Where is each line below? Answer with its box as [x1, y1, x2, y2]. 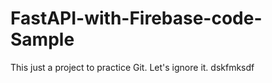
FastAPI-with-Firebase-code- [10, 7, 263, 30]
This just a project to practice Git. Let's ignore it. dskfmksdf [10, 61, 255, 73]
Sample [10, 28, 75, 51]
